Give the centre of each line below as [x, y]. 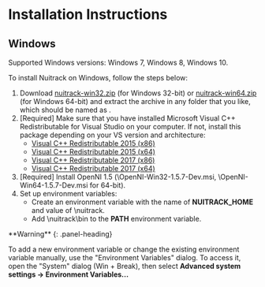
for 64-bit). [108, 185]
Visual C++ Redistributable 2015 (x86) [93, 143]
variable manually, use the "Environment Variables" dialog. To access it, [125, 257]
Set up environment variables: [68, 194]
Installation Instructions [88, 15]
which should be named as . [65, 110]
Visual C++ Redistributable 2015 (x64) [93, 152]
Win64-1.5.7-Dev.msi [54, 185]
